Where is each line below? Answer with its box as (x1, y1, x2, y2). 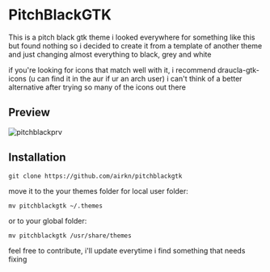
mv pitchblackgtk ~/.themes (8, 202, 103, 210)
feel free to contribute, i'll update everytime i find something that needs (8, 245, 246, 255)
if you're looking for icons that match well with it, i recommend (8, 65, 217, 74)
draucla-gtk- (217, 65, 260, 74)
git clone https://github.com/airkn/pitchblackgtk (8, 172, 183, 180)
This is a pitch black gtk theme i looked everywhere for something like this (8, 32, 255, 42)
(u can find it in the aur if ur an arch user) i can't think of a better (27, 73, 243, 83)
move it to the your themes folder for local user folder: (8, 186, 188, 195)
